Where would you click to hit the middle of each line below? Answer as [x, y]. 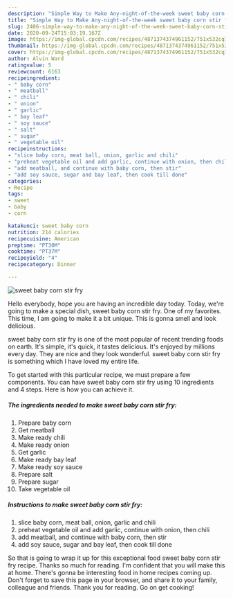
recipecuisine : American [44, 239]
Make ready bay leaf [47, 459]
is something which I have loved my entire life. [74, 361]
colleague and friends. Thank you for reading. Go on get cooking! [101, 587]
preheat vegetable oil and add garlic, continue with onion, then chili [114, 529]
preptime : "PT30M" [34, 245]
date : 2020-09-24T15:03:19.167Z [54, 33]
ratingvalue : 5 [30, 65]
